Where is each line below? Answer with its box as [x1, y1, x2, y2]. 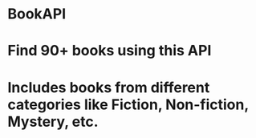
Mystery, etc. [7, 112, 99, 131]
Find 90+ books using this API [7, 42, 212, 60]
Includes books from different [7, 78, 210, 96]
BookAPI [7, 5, 67, 23]
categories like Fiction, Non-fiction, [7, 95, 250, 113]
